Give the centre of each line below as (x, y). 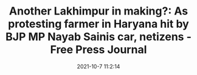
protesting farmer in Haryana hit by (98, 24)
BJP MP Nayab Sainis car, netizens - (98, 37)
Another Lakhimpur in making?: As (98, 11)
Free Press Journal (98, 50)
